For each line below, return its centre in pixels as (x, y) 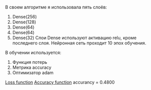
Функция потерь (30, 62)
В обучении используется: (33, 52)
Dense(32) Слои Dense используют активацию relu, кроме (74, 38)
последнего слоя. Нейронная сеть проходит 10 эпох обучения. (79, 43)
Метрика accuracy (32, 67)
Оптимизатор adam (33, 73)
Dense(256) (25, 17)
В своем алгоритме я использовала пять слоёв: (56, 7)
